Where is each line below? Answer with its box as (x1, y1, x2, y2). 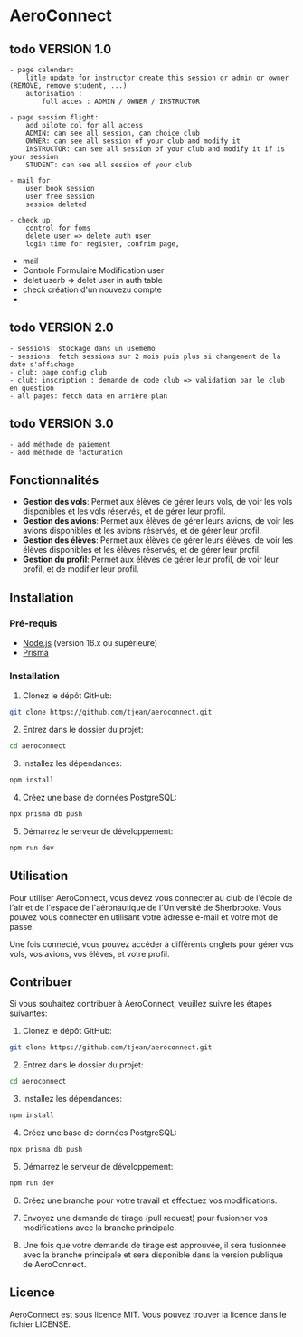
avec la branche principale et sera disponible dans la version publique (22, 1249, 283, 1260)
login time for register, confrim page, (25, 240, 180, 249)
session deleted (25, 200, 88, 209)
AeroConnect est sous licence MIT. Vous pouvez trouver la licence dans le (9, 1309, 287, 1320)
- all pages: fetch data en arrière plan (9, 391, 168, 401)
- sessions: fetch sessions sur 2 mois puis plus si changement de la (9, 352, 281, 361)
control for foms (25, 223, 91, 232)
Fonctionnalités (9, 472, 99, 488)
